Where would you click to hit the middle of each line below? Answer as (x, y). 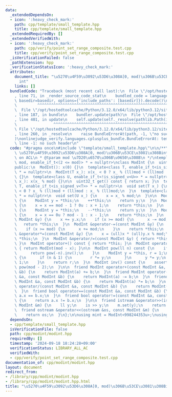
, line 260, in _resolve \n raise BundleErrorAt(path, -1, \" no (87, 134)
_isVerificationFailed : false (42, 58)
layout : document (24, 367)
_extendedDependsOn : (32, 15)
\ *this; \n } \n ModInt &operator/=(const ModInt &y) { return (84, 239)
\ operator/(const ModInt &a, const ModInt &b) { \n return (82, 286)
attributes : (23, 72)
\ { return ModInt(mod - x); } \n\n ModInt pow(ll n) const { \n (84, 248)
